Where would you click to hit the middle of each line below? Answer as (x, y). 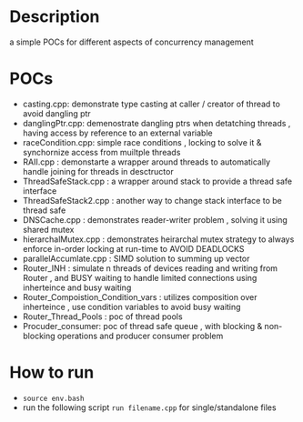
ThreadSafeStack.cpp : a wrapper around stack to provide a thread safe (157, 181)
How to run (52, 372)
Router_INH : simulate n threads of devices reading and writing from (150, 268)
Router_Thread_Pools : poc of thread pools (103, 316)
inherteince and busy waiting (77, 287)
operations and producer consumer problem (141, 336)
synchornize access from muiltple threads (101, 152)
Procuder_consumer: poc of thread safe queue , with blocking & (142, 326)
